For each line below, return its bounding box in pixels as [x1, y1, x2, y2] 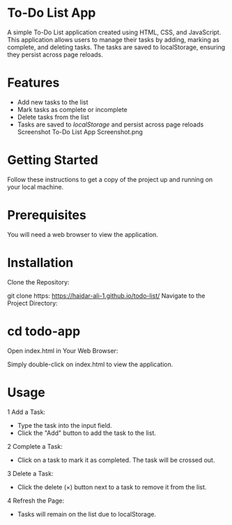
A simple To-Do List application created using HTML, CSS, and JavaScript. [7, 28, 222, 36]
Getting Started [7, 152, 99, 168]
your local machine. [7, 182, 64, 191]
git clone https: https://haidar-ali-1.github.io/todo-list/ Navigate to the [7, 292, 206, 300]
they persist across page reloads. [7, 50, 103, 59]
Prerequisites [7, 208, 87, 223]
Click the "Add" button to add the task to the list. [17, 429, 157, 437]
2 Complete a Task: [7, 442, 63, 450]
